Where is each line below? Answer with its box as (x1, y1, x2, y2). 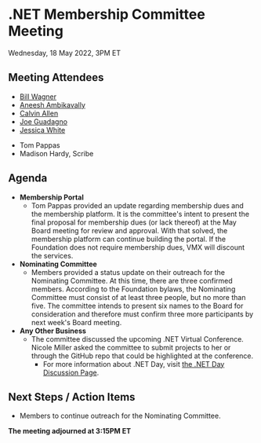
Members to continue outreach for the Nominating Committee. (19, 411, 221, 421)
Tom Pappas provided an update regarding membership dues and (31, 200, 245, 210)
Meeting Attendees (8, 71, 104, 84)
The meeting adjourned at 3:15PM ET (8, 427, 132, 436)
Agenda (8, 171, 48, 185)
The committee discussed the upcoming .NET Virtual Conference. (31, 334, 245, 343)
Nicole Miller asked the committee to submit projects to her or (31, 342, 231, 352)
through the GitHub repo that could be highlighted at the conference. (31, 351, 254, 361)
